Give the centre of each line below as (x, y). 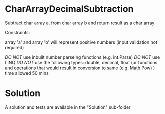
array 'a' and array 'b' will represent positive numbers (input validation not (81, 42)
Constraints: (18, 32)
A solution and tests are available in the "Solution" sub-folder (68, 107)
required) (15, 47)
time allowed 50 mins (27, 73)
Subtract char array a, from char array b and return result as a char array (80, 23)
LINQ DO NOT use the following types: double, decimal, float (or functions (81, 62)
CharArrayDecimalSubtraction (69, 9)
